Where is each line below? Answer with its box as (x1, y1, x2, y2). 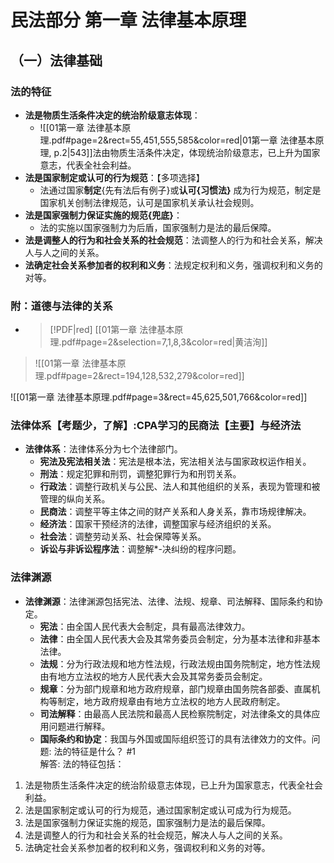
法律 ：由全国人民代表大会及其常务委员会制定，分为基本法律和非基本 (39, 632, 321, 645)
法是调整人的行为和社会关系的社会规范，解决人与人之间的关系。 (24, 829, 288, 841)
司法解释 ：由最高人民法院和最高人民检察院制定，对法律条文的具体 (39, 707, 312, 720)
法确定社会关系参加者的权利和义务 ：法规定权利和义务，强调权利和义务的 (24, 259, 323, 271)
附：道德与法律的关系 (10, 299, 113, 313)
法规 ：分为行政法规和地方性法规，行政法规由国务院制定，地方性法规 (39, 657, 321, 670)
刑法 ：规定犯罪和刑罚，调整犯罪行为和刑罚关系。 (39, 468, 242, 480)
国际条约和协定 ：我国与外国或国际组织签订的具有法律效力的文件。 (39, 732, 312, 745)
